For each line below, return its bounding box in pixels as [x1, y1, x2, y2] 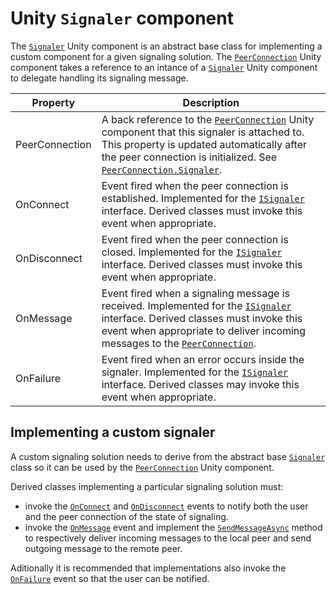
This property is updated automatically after [101, 137, 307, 151]
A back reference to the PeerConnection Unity [101, 112, 315, 126]
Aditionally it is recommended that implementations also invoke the [10, 562, 287, 574]
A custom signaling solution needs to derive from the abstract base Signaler [10, 450, 326, 462]
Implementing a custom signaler [10, 424, 216, 441]
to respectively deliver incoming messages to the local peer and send [24, 532, 312, 544]
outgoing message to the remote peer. [24, 542, 183, 554]
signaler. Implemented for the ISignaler [101, 365, 288, 379]
